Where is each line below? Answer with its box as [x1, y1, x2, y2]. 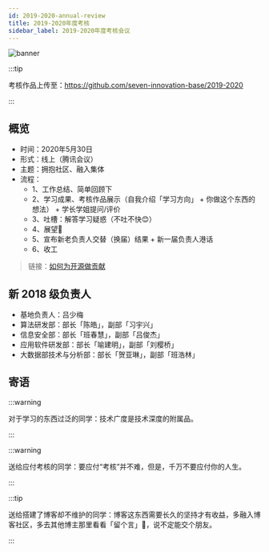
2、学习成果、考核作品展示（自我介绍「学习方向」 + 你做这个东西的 [31, 194, 256, 204]
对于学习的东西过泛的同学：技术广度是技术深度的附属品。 [8, 414, 198, 423]
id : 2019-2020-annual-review [8, 11, 106, 20]
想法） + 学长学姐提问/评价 [31, 205, 121, 214]
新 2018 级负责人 [8, 287, 92, 301]
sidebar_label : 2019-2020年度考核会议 [8, 26, 130, 34]
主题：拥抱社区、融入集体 [19, 165, 105, 174]
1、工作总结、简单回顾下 [31, 185, 113, 194]
